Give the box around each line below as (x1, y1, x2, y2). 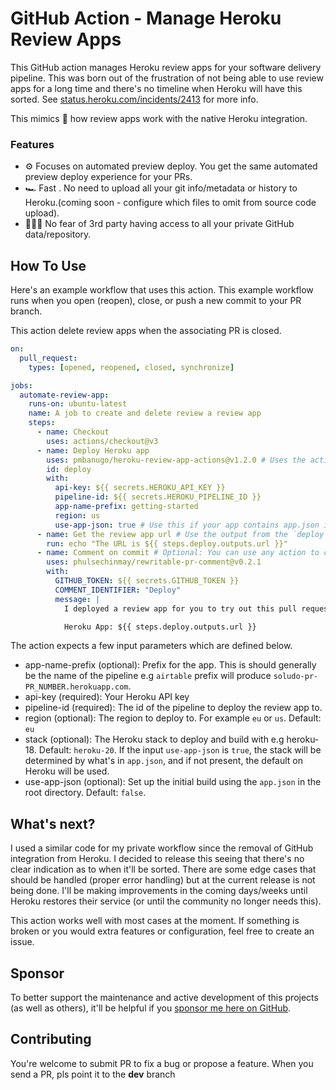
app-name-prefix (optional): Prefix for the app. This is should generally (24, 659, 317, 671)
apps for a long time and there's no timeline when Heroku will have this (10, 82, 303, 94)
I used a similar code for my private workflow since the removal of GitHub (10, 842, 314, 854)
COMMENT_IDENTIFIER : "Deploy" (54, 585, 182, 595)
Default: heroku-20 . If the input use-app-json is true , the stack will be (38, 744, 322, 756)
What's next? (10, 815, 96, 832)
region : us (54, 510, 101, 521)
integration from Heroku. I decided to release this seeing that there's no (10, 853, 305, 865)
